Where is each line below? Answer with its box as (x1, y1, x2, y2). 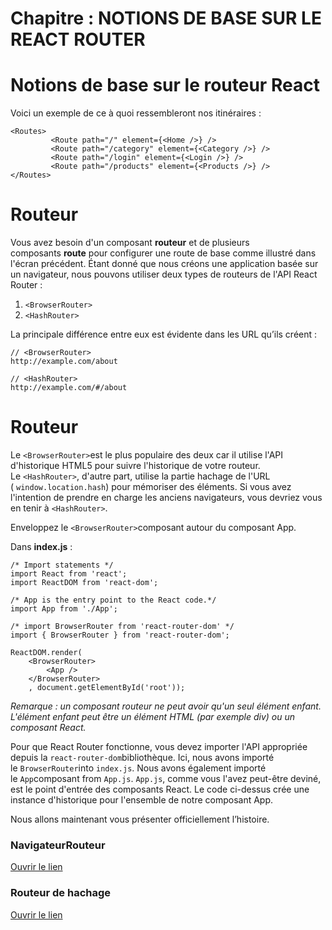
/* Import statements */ (10, 560, 114, 570)
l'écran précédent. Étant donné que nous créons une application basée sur (10, 258, 319, 270)
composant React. (10, 722, 87, 733)
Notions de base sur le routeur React (10, 74, 320, 97)
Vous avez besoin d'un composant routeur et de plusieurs (10, 237, 250, 249)
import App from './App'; (10, 604, 118, 614)
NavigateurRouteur (10, 838, 106, 852)
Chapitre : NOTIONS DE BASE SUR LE (10, 7, 322, 30)
